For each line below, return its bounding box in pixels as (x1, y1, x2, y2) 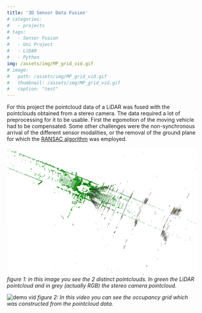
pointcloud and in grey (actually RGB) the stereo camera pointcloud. (7, 282, 177, 289)
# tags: (7, 29, 27, 35)
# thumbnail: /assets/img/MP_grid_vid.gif (7, 80, 121, 86)
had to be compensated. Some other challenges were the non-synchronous (7, 122, 195, 130)
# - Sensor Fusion (7, 35, 59, 42)
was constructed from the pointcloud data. (7, 300, 114, 308)
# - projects (7, 22, 45, 28)
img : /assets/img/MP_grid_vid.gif (7, 60, 94, 66)
